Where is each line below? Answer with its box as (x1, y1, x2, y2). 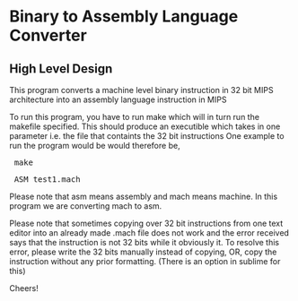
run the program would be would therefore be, (9, 141, 181, 150)
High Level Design (9, 61, 113, 76)
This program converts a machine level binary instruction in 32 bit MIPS (9, 85, 274, 95)
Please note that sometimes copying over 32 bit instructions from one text (9, 218, 284, 228)
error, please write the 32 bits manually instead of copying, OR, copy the (9, 246, 277, 257)
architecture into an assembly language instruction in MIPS (9, 94, 227, 105)
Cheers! (9, 283, 39, 293)
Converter (9, 25, 87, 46)
